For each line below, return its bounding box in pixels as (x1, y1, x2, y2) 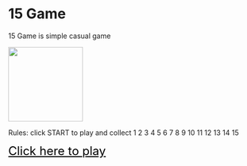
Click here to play (8, 143, 106, 159)
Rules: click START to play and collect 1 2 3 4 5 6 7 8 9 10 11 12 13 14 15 (8, 128, 240, 137)
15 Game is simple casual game (8, 31, 111, 41)
